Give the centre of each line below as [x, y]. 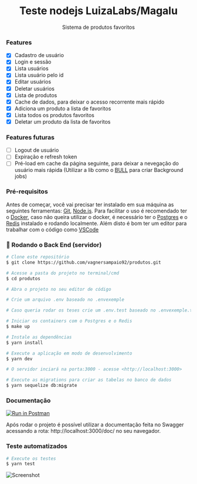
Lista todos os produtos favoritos [55, 115]
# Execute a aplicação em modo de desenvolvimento [69, 353]
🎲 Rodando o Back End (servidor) [54, 244]
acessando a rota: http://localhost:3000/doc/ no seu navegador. [84, 431]
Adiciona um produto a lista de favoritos [63, 108]
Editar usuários [33, 82]
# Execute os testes [31, 458]
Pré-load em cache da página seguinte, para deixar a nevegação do [96, 164]
